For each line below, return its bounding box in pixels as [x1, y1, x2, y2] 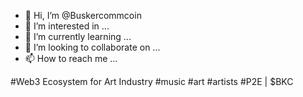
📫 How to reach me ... [24, 53, 118, 64]
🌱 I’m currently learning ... [24, 31, 132, 42]
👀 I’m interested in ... [24, 20, 110, 32]
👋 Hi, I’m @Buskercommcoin [24, 10, 142, 21]
